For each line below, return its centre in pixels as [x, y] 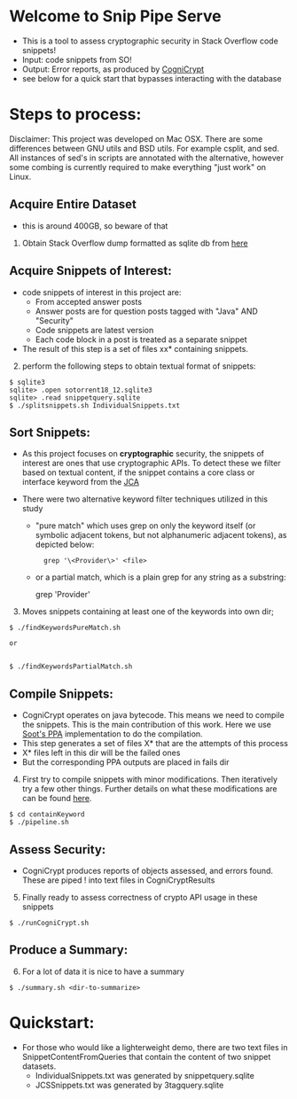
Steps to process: [75, 115]
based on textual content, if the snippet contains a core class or [138, 472]
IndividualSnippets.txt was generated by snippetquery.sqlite [145, 1075]
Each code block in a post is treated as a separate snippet [141, 339]
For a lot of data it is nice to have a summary [103, 971]
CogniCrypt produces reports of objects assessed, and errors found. [147, 870]
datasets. [39, 1066]
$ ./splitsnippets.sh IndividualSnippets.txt [94, 405]
